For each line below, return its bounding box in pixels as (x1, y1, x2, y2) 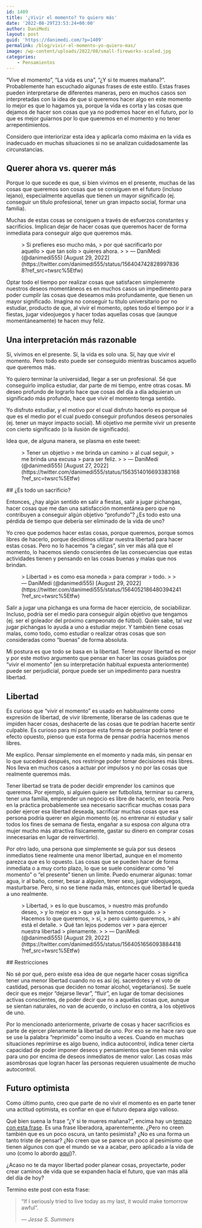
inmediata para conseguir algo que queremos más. (6, 229, 133, 237)
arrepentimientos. (6, 121, 50, 128)
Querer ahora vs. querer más (6, 163, 116, 173)
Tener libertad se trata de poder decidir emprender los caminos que (6, 782, 175, 789)
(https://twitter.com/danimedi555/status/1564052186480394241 (21, 586, 181, 593)
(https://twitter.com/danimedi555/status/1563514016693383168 (21, 468, 180, 475)
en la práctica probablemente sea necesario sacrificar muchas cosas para (6, 801, 191, 808)
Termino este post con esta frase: (6, 1186, 90, 1193)
